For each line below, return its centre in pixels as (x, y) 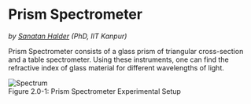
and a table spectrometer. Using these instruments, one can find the (119, 59)
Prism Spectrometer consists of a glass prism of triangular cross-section (126, 51)
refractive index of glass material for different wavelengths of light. (116, 67)
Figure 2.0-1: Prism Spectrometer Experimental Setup (94, 91)
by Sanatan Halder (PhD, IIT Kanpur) (68, 36)
